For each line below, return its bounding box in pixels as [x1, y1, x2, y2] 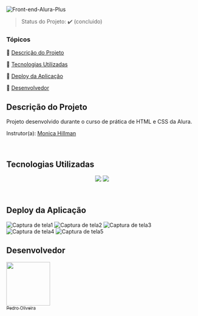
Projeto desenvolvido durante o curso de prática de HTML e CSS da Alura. [6, 118, 193, 126]
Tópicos [6, 35, 31, 44]
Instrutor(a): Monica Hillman [6, 130, 77, 137]
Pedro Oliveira [6, 305, 36, 311]
